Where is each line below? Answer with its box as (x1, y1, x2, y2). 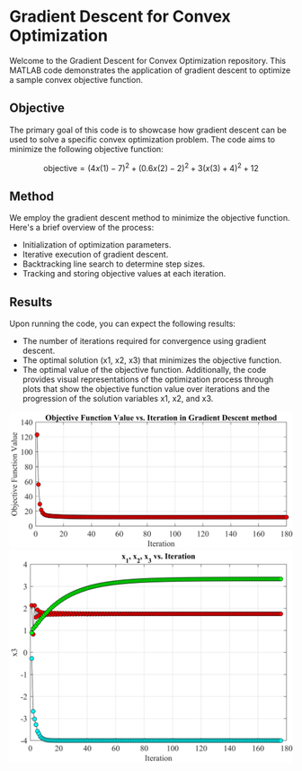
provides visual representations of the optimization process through (22, 374, 274, 385)
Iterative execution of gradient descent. (22, 249, 169, 260)
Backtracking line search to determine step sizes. (22, 259, 206, 269)
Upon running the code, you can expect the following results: (9, 318, 236, 330)
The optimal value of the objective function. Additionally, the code (22, 365, 267, 376)
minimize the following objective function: (9, 143, 164, 154)
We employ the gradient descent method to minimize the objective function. (9, 213, 290, 223)
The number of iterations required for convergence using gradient (22, 336, 267, 347)
